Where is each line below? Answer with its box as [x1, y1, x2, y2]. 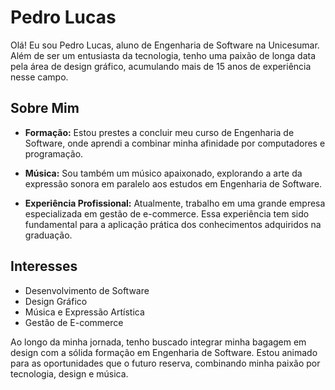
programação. [24, 147, 84, 160]
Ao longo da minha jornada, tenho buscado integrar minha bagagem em [10, 336, 307, 348]
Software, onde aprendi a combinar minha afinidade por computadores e [24, 137, 326, 149]
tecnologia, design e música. [10, 367, 129, 380]
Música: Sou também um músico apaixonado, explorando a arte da [24, 167, 303, 179]
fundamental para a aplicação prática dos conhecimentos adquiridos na [24, 218, 322, 230]
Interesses [10, 258, 78, 275]
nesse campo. [10, 71, 69, 83]
